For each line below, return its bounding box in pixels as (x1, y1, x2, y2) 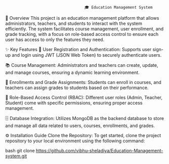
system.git (5, 153, 27, 159)
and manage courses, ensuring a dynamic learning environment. (5, 69, 140, 75)
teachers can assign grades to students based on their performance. (5, 85, 149, 91)
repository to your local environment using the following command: (5, 138, 145, 144)
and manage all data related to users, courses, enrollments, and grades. (5, 122, 155, 129)
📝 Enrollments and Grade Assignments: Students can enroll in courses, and (5, 79, 162, 85)
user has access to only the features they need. (5, 36, 105, 43)
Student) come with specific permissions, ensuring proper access (5, 100, 143, 106)
